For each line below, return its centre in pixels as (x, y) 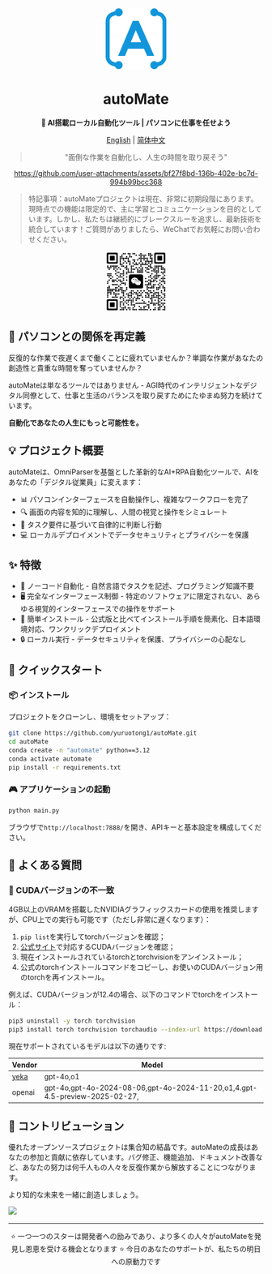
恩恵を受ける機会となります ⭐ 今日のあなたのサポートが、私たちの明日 (143, 1249)
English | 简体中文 (136, 139)
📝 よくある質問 (45, 865)
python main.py (34, 810)
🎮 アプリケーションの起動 (59, 790)
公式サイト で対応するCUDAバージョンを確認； (98, 947)
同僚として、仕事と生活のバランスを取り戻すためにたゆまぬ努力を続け (139, 395)
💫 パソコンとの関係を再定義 (77, 337)
